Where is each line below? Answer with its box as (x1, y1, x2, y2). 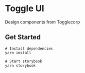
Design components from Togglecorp (5, 19, 80, 25)
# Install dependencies (5, 46, 53, 51)
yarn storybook (5, 63, 36, 68)
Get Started (5, 33, 41, 41)
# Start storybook (5, 59, 42, 64)
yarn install (5, 50, 32, 55)
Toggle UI (5, 3, 45, 14)
